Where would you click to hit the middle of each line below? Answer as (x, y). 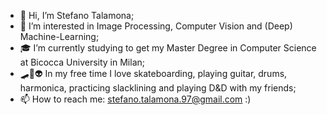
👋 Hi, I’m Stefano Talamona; (77, 15)
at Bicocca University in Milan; (82, 62)
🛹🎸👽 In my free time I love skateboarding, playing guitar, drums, (153, 73)
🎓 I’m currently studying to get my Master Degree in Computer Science (168, 48)
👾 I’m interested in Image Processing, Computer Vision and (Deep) (156, 26)
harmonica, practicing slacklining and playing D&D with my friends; (158, 88)
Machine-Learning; (59, 36)
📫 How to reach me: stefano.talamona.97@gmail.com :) (135, 99)
